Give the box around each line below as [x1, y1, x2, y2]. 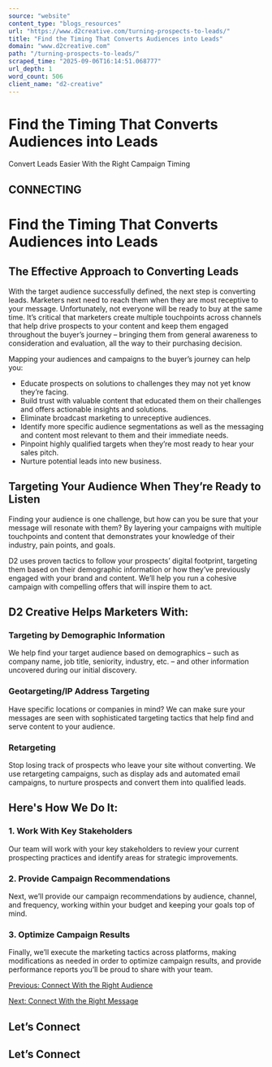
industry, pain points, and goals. [8, 540, 116, 550]
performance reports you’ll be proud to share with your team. [8, 965, 214, 974]
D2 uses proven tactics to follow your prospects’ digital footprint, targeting [8, 555, 257, 565]
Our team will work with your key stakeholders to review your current [8, 843, 240, 854]
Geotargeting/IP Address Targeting [8, 686, 150, 697]
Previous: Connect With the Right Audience [8, 981, 153, 991]
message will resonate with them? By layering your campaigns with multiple [8, 522, 262, 533]
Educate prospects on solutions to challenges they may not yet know [19, 378, 252, 388]
